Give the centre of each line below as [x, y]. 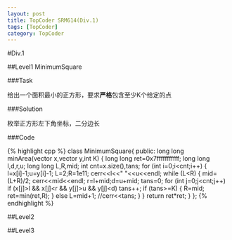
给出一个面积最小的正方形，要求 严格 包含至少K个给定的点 [90, 95]
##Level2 [21, 217]
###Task [20, 81]
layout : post [26, 14]
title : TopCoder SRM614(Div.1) [53, 20]
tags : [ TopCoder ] [33, 27]
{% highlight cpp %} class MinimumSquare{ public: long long [96, 151]
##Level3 [21, 231]
